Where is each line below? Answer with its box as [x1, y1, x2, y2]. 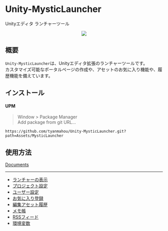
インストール [5, 89, 45, 97]
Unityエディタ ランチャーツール [5, 20, 70, 26]
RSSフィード [12, 214, 39, 220]
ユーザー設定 [12, 189, 39, 195]
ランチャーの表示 [12, 177, 48, 183]
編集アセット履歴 [12, 202, 48, 208]
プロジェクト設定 [12, 183, 48, 189]
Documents [5, 162, 29, 168]
